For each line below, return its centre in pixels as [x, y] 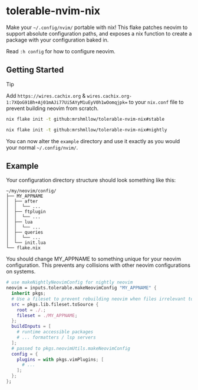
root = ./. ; [31, 310]
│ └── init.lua [26, 243]
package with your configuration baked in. [57, 40]
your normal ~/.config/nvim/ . [42, 147]
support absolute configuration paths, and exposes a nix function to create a [99, 33]
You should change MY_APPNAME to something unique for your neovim [94, 259]
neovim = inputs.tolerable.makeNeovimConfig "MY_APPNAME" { [82, 288]
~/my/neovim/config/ [32, 191]
